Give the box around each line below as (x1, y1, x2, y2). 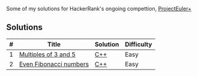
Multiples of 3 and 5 (19, 50, 76, 59)
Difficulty (125, 40, 152, 48)
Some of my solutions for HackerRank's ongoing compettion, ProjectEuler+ (6, 5, 192, 12)
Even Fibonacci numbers (19, 60, 89, 68)
